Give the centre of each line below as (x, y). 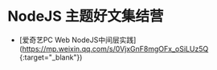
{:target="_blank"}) (51, 57)
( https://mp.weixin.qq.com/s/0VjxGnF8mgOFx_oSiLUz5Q (114, 49)
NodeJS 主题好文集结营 (86, 16)
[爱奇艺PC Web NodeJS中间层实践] (78, 40)
